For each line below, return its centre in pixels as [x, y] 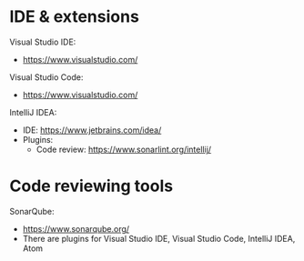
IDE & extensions [74, 17]
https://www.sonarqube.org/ [76, 228]
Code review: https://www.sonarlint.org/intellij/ [124, 149]
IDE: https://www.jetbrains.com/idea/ [92, 130]
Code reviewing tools [91, 186]
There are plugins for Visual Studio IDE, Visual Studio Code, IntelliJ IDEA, [159, 238]
